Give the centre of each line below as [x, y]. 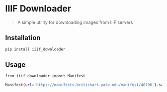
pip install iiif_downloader [35, 49]
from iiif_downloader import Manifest [45, 76]
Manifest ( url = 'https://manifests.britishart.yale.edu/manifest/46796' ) [81, 85]
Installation [23, 38]
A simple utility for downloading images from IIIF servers [75, 22]
